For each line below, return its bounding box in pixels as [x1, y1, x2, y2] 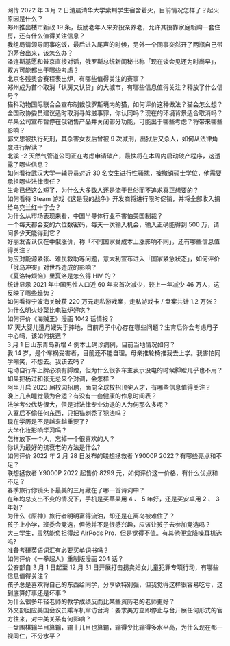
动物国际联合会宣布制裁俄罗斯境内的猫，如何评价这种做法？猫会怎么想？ [18, 100, 223, 108]
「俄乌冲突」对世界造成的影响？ [7, 263, 97, 271]
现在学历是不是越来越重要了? [7, 418, 89, 425]
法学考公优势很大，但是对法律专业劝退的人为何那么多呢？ [7, 400, 169, 408]
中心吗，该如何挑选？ [7, 332, 67, 339]
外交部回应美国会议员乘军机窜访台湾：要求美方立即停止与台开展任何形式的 [7, 606, 217, 614]
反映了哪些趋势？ [7, 289, 55, 297]
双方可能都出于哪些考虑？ [7, 66, 79, 74]
